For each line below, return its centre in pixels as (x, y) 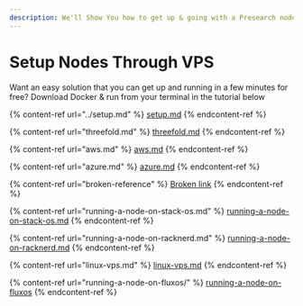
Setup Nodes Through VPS (112, 62)
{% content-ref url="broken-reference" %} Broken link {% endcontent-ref (147, 184)
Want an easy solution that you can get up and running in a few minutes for (149, 87)
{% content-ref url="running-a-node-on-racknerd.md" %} (118, 238)
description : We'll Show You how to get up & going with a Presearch (143, 18)
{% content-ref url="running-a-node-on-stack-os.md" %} (117, 211)
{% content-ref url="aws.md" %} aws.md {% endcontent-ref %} (129, 148)
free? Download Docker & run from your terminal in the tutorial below (138, 96)
